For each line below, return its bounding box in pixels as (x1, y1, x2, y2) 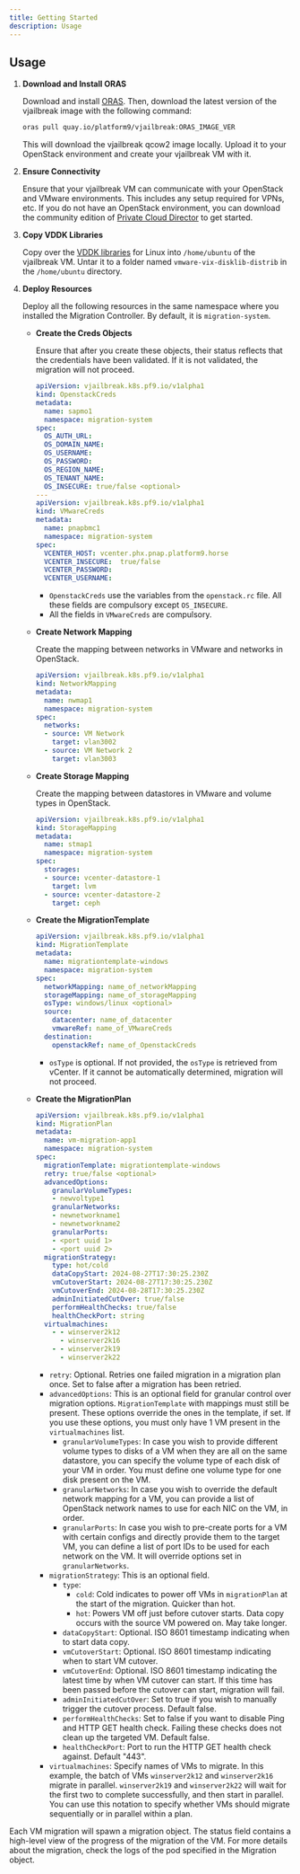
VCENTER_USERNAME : (43, 574, 113, 583)
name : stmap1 (43, 840, 92, 849)
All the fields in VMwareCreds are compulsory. (48, 609, 212, 620)
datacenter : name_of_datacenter (52, 1016, 173, 1025)
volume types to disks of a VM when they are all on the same (62, 1445, 288, 1456)
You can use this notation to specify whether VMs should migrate (48, 1799, 290, 1809)
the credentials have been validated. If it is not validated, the (35, 355, 258, 366)
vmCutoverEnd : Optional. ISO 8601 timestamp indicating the (62, 1665, 278, 1675)
